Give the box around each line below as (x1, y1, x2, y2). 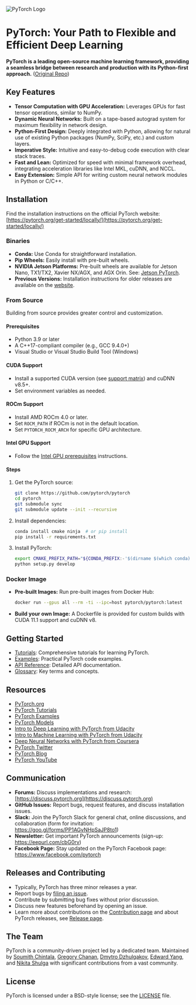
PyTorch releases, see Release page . (14, 914, 104, 922)
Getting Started (6, 633, 64, 644)
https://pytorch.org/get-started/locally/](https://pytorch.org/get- (8, 216, 163, 223)
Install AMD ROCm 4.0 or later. (14, 413, 88, 421)
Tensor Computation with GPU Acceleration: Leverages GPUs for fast (14, 102, 185, 110)
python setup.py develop (14, 561, 75, 568)
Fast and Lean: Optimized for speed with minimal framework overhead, (14, 159, 187, 166)
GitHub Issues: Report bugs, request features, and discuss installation (14, 801, 184, 808)
